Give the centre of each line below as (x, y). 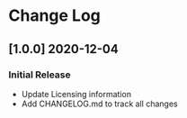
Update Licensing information (76, 94)
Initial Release (40, 75)
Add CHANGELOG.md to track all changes (99, 104)
